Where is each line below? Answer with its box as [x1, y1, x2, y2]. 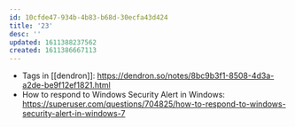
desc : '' [9, 29, 42, 38]
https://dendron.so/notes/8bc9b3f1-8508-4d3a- [97, 70, 275, 81]
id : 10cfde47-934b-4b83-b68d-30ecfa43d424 [9, 12, 168, 22]
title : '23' [9, 21, 53, 30]
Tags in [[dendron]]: [21, 70, 96, 81]
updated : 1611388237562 [9, 37, 97, 47]
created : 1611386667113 [9, 46, 97, 55]
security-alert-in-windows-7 [21, 108, 126, 119]
